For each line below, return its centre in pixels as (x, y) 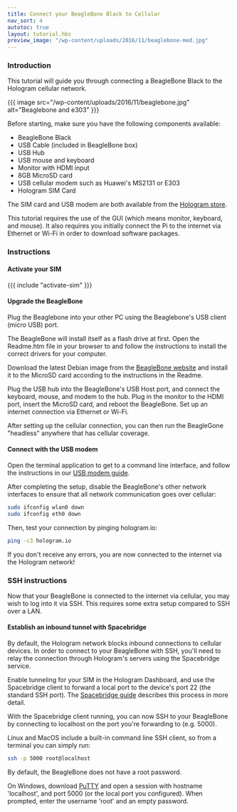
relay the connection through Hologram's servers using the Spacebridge (114, 659)
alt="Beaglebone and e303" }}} (53, 110)
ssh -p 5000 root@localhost (49, 758)
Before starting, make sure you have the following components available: (114, 124)
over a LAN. (25, 611)
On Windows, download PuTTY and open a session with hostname (105, 786)
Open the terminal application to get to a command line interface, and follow (119, 465)
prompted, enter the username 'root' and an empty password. (98, 801)
